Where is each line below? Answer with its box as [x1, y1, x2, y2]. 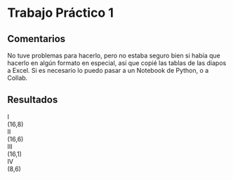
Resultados [7, 94, 58, 106]
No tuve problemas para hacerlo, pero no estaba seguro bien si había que [7, 51, 221, 60]
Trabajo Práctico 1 [7, 5, 114, 21]
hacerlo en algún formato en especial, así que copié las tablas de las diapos [7, 59, 227, 67]
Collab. [7, 74, 28, 82]
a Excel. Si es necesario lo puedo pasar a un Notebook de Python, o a [7, 67, 209, 74]
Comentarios [7, 33, 66, 45]
